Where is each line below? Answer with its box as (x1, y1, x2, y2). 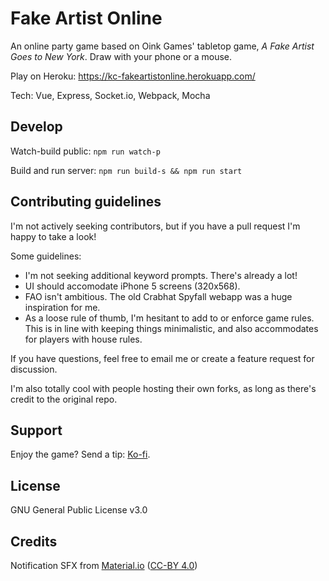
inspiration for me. (24, 301, 101, 313)
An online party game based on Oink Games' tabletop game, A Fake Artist (10, 40, 315, 52)
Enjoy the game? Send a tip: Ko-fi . (10, 448, 151, 461)
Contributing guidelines (10, 193, 162, 211)
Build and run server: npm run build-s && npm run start (10, 164, 243, 176)
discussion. (10, 363, 58, 375)
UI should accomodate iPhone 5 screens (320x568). (24, 280, 241, 292)
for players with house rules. (24, 333, 143, 345)
